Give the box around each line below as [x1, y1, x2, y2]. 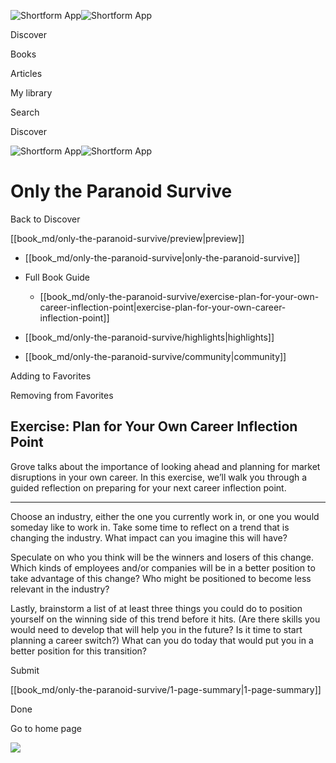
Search [10, 106, 40, 118]
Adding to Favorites [10, 370, 92, 382]
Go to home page [10, 722, 82, 734]
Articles [10, 68, 43, 79]
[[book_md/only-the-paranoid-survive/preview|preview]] [10, 232, 245, 244]
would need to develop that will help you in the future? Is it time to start [10, 623, 303, 635]
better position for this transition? [10, 645, 147, 657]
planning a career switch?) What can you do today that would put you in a [10, 634, 314, 646]
